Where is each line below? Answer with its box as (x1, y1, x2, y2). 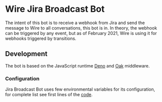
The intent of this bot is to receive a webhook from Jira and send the (5, 20, 145, 26)
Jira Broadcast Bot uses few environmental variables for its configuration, (5, 86, 155, 92)
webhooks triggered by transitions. (5, 35, 77, 41)
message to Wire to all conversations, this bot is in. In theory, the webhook (5, 25, 158, 31)
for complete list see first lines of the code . (5, 92, 93, 98)
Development (5, 50, 48, 58)
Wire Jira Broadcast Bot (5, 3, 105, 15)
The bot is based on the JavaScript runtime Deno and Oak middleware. (5, 63, 150, 68)
